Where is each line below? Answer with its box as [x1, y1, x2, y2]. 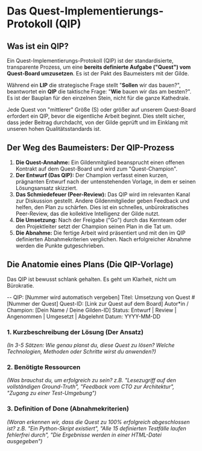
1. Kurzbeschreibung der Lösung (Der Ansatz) [7, 327, 144, 336]
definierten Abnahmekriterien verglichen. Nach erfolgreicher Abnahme [15, 235, 192, 242]
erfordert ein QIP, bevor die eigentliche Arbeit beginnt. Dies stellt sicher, [7, 113, 186, 119]
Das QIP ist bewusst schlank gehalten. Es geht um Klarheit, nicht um [7, 276, 177, 283]
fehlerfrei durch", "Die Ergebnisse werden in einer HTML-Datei [7, 431, 162, 438]
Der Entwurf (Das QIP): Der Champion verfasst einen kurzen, [15, 171, 168, 178]
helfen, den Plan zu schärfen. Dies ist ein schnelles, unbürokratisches [15, 203, 189, 210]
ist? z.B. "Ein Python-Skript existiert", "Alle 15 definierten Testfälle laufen [7, 424, 186, 432]
